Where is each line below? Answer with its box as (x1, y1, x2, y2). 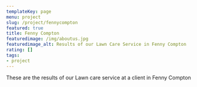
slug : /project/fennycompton (6, 19, 78, 25)
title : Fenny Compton (6, 31, 60, 36)
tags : (6, 52, 20, 58)
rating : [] (6, 47, 33, 53)
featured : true (6, 25, 44, 31)
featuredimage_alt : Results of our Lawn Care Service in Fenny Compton (6, 42, 186, 48)
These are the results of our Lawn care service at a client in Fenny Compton (6, 74, 191, 81)
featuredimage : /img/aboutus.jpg (6, 36, 89, 42)
